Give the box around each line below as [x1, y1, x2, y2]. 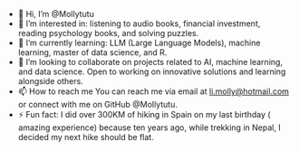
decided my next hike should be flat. [17, 132, 154, 142]
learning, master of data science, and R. [17, 47, 168, 58]
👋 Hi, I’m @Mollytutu [17, 9, 95, 19]
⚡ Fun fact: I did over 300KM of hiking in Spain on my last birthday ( [17, 109, 271, 119]
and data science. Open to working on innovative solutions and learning [17, 66, 286, 77]
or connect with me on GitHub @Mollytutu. [17, 99, 178, 109]
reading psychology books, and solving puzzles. [17, 28, 199, 38]
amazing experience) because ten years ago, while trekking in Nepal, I [17, 122, 281, 133]
